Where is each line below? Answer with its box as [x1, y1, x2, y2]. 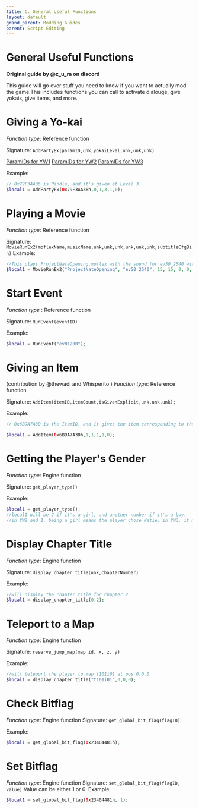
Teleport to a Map [6, 617, 95, 631]
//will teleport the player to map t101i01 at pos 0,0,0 [6, 671, 150, 678]
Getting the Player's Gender [6, 452, 146, 465]
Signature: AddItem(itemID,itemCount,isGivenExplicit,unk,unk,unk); [6, 398, 176, 405]
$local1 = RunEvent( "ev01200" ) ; [6, 341, 86, 347]
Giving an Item [6, 361, 79, 374]
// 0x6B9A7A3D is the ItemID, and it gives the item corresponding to [6, 421, 184, 427]
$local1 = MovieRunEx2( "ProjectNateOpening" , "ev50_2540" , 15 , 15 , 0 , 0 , [6, 266, 192, 272]
